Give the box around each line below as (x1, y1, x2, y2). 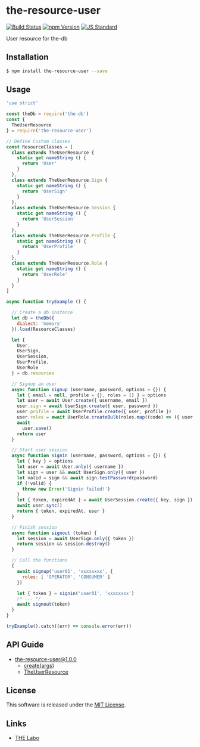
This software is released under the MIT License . (6, 701, 126, 708)
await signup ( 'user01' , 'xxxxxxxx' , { (17, 568, 113, 574)
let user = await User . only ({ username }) (17, 464, 124, 470)
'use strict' (6, 100, 39, 106)
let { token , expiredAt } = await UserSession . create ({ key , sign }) (17, 497, 193, 503)
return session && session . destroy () (17, 541, 111, 547)
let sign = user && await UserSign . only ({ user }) (17, 469, 145, 475)
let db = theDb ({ (11, 315, 55, 321)
